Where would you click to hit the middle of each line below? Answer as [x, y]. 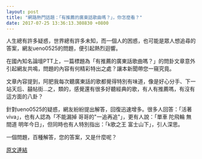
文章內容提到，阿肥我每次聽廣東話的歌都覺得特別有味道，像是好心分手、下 [98, 81]
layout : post [23, 12]
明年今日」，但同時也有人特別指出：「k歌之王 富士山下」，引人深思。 [100, 125]
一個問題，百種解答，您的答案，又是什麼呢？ [62, 137]
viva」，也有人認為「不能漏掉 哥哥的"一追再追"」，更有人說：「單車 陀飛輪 [96, 117]
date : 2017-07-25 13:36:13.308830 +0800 [58, 23]
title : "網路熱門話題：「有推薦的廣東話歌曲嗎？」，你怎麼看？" [74, 17]
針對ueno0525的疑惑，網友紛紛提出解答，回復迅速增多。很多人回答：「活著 [99, 110]
